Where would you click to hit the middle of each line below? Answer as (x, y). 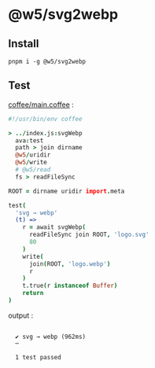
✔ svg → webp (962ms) (51, 337)
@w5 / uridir (33, 155)
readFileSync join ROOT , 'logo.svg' (89, 235)
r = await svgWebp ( (54, 227)
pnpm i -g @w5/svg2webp (47, 61)
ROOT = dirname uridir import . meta (66, 191)
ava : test (30, 140)
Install (24, 44)
